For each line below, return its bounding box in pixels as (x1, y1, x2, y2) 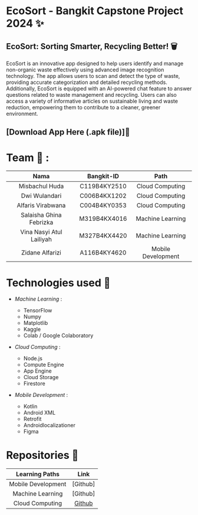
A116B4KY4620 (80, 249, 127, 257)
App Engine (23, 367, 52, 374)
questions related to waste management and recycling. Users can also (6, 92, 177, 98)
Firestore (23, 380, 45, 387)
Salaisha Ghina (20, 211, 62, 219)
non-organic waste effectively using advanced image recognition (6, 66, 164, 73)
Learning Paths (15, 470, 60, 478)
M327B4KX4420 (79, 232, 127, 240)
